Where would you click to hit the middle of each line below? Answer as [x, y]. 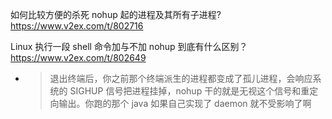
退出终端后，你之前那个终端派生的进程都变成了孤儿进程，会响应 [181, 78]
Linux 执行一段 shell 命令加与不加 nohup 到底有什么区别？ [129, 46]
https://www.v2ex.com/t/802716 [77, 26]
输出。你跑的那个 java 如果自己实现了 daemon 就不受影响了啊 [185, 103]
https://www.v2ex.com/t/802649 [78, 57]
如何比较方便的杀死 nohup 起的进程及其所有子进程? [116, 14]
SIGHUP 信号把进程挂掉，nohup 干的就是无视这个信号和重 [189, 91]
